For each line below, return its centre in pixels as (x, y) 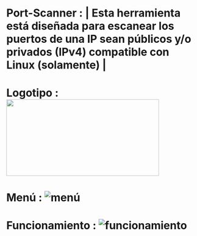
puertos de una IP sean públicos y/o (99, 39)
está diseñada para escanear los (91, 26)
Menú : (24, 197)
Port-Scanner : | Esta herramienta (94, 13)
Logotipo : (33, 93)
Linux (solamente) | (56, 65)
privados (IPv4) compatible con (88, 52)
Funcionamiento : (51, 225)
